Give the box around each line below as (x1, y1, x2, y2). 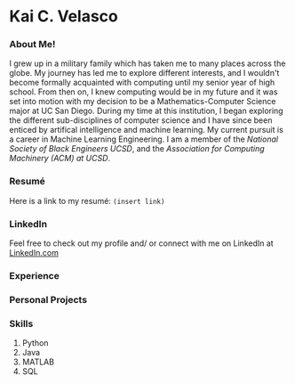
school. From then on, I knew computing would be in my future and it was (9, 86, 278, 97)
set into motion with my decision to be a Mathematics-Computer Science (9, 96, 276, 107)
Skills (9, 317, 34, 330)
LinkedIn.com (9, 248, 60, 258)
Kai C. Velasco (9, 6, 118, 27)
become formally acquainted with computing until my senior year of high (9, 78, 275, 88)
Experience (9, 270, 60, 282)
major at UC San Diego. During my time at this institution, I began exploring (9, 105, 283, 117)
